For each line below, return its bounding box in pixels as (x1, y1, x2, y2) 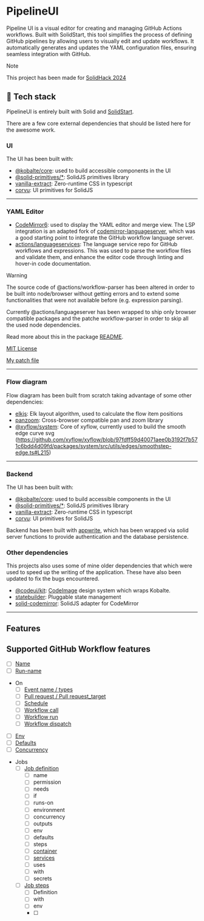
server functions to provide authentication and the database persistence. (6, 533, 189, 540)
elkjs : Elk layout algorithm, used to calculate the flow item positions (15, 410, 183, 417)
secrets (33, 875, 52, 882)
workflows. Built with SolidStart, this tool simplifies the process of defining (6, 30, 192, 38)
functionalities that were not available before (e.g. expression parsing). (6, 297, 183, 304)
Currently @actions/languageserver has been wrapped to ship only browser (6, 308, 197, 316)
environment (33, 806, 65, 813)
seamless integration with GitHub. (6, 50, 91, 57)
